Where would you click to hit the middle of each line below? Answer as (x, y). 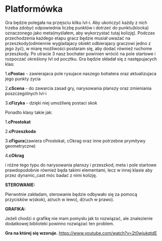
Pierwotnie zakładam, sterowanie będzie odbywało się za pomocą (71, 194)
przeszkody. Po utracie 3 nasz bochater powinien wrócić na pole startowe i (80, 54)
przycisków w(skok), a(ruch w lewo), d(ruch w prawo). (60, 199)
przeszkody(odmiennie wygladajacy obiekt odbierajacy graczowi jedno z (78, 43)
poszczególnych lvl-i (26, 93)
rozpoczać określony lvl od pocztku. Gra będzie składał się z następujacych (81, 59)
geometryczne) (20, 146)
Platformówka (34, 9)
